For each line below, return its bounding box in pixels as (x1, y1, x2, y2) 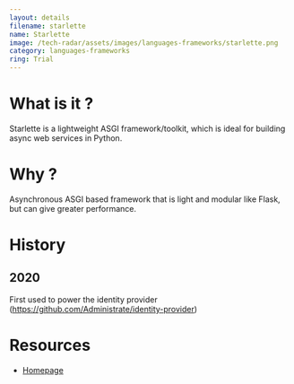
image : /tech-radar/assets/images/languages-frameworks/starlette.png (9, 38, 279, 48)
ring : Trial (9, 55, 54, 64)
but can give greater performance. (9, 203, 137, 214)
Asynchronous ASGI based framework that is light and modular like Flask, (9, 194, 281, 205)
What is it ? (9, 93, 94, 114)
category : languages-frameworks (9, 47, 130, 56)
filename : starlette (9, 22, 87, 31)
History (9, 235, 66, 256)
